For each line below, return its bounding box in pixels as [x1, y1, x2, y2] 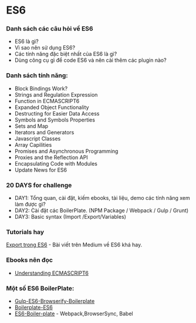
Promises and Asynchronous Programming [14, 147, 119, 154]
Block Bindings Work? [14, 85, 68, 92]
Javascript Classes [14, 135, 61, 142]
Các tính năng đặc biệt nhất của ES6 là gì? [14, 51, 117, 58]
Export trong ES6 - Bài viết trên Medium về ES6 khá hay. [6, 241, 143, 248]
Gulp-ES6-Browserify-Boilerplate [14, 297, 95, 304]
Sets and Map [14, 122, 49, 130]
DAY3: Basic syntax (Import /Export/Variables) [14, 213, 126, 220]
